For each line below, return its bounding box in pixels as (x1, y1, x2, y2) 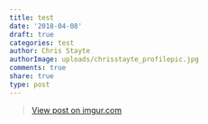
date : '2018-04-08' (9, 22, 83, 31)
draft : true (9, 30, 54, 39)
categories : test (9, 38, 75, 48)
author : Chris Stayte (9, 47, 91, 56)
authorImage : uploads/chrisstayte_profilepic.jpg (9, 55, 200, 64)
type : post (9, 80, 50, 89)
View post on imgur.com (31, 104, 122, 115)
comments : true (9, 64, 67, 73)
